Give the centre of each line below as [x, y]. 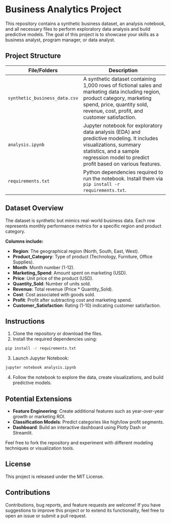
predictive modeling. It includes [121, 138]
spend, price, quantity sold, [116, 104]
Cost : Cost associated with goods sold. [54, 294]
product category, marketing [117, 98]
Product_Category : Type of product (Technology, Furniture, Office [82, 256]
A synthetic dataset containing [120, 79]
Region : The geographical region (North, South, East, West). [76, 251]
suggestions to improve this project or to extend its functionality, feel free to [85, 510]
